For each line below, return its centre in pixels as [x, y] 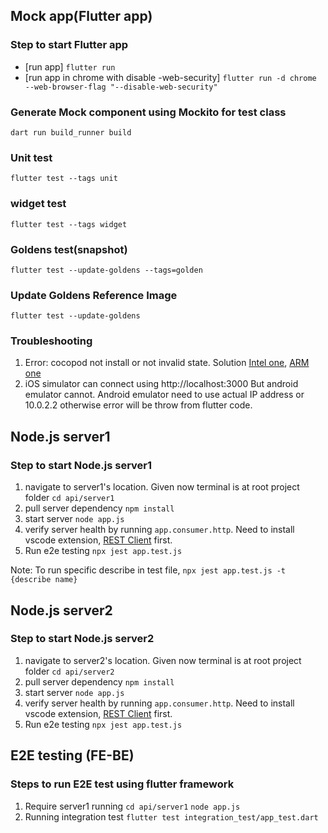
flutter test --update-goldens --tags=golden [106, 270]
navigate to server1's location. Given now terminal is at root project [162, 487]
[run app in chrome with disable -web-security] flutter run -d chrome [170, 77]
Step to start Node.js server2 [82, 639]
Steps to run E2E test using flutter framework [122, 784]
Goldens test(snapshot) [69, 249]
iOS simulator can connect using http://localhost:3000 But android [161, 384]
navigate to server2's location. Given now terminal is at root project [163, 660]
